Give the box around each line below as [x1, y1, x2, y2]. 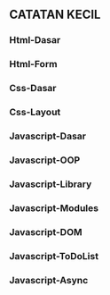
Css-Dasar [9, 82, 57, 95]
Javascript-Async [9, 274, 89, 286]
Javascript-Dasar [9, 130, 87, 142]
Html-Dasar [9, 34, 61, 46]
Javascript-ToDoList [9, 249, 99, 262]
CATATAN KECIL [9, 7, 101, 22]
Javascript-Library [9, 178, 92, 190]
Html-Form [9, 58, 58, 71]
